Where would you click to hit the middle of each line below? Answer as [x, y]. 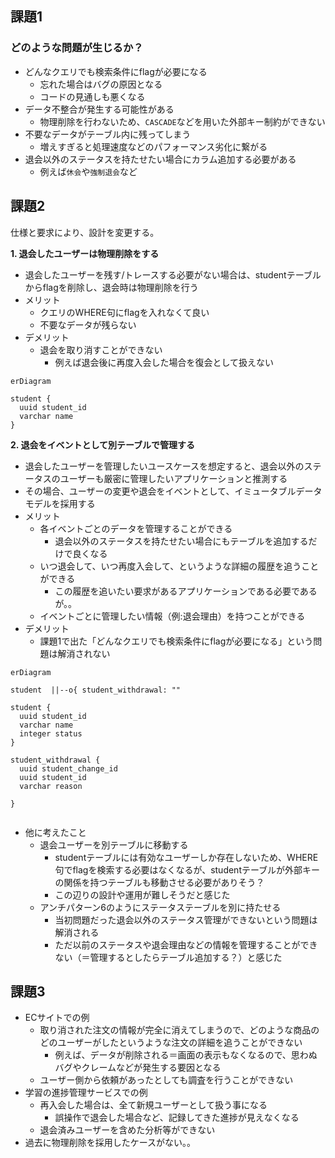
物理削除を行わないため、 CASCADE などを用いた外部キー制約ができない [182, 121]
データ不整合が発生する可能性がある [99, 109]
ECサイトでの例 [57, 1018]
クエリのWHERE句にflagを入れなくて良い [124, 312]
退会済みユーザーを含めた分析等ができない [127, 1130]
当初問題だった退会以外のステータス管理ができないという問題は [186, 919]
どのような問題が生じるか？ [77, 48]
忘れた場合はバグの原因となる [101, 84]
